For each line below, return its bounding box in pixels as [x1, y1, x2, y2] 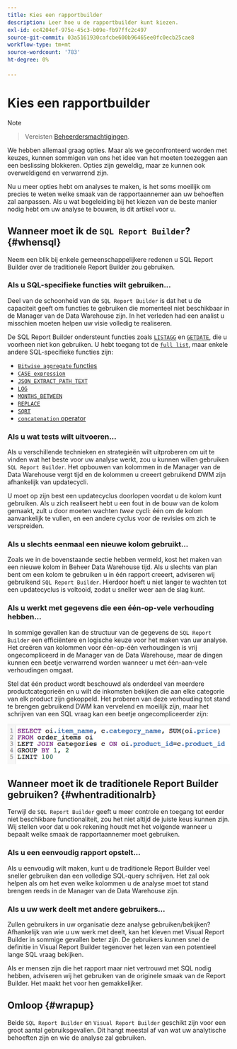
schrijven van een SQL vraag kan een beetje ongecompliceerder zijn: [7, 709, 209, 718]
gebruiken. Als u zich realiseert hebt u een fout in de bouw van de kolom [7, 499, 219, 508]
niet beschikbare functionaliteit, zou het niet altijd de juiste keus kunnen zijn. [7, 815, 230, 824]
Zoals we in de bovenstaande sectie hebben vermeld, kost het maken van [7, 556, 222, 564]
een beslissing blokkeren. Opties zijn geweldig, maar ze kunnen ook [7, 161, 205, 169]
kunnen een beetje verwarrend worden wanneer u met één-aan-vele [7, 658, 207, 667]
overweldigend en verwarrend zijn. [7, 168, 109, 177]
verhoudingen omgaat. [7, 665, 74, 674]
